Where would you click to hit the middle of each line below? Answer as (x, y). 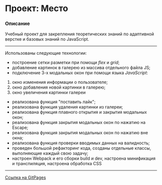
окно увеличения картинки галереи (49, 92)
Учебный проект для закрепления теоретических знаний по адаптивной (80, 34)
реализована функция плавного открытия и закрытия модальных (79, 112)
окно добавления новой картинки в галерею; (59, 87)
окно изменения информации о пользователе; (60, 82)
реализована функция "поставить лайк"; (54, 102)
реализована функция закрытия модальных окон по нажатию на (79, 123)
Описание (18, 24)
